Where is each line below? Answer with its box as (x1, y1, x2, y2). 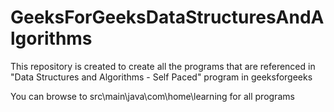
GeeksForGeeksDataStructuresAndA (10, 6, 325, 29)
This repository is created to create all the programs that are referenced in (10, 60, 316, 72)
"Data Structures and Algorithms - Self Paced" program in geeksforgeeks (10, 71, 313, 83)
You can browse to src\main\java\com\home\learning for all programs (10, 90, 295, 102)
